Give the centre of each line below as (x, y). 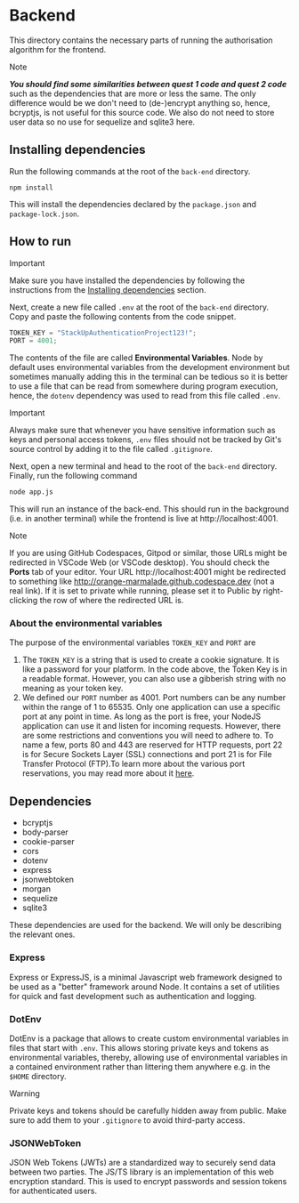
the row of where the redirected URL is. (112, 601)
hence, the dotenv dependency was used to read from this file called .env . (145, 396)
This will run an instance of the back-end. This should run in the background (149, 509)
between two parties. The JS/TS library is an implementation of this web (141, 1172)
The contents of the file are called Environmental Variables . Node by (136, 358)
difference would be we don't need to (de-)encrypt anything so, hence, (140, 102)
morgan (36, 889)
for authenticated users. (53, 1191)
